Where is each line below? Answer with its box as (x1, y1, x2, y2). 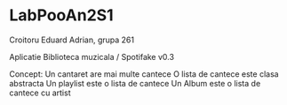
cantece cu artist (9, 87, 71, 98)
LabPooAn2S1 (9, 5, 114, 26)
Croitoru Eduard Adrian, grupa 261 (9, 34, 135, 45)
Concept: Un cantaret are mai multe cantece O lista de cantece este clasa (9, 68, 279, 79)
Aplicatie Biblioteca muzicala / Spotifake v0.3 (9, 51, 175, 62)
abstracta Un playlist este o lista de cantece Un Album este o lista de (9, 78, 261, 88)
